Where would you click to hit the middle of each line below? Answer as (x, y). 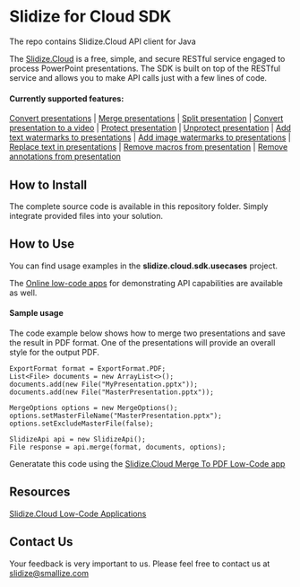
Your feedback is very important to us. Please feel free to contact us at (140, 564)
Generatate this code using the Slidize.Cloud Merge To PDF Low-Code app (147, 463)
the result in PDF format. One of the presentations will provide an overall (142, 342)
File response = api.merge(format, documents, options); (118, 447)
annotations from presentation (65, 157)
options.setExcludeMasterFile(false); (81, 424)
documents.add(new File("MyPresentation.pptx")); (104, 384)
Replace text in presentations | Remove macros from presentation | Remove (149, 147)
